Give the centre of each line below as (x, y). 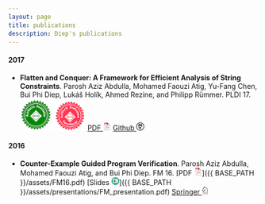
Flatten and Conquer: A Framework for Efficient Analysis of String (131, 77)
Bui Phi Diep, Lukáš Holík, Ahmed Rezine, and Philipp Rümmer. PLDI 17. (135, 94)
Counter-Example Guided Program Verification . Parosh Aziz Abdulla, (134, 164)
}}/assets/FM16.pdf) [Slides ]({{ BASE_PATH (96, 182)
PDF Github (111, 128)
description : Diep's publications (65, 33)
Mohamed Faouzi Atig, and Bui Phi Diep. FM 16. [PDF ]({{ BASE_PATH (137, 173)
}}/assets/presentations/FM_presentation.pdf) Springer (110, 191)
